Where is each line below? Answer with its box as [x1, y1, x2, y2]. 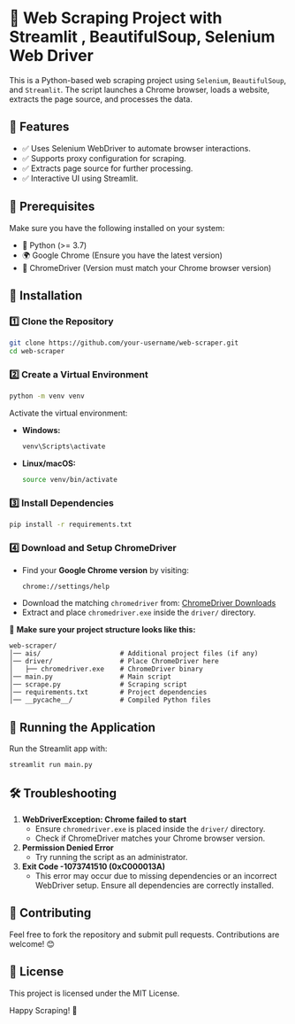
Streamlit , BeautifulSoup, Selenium [9, 27, 276, 47]
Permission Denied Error [21, 842, 114, 853]
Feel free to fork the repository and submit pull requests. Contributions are [9, 929, 280, 940]
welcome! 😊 [9, 938, 56, 949]
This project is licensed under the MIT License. [9, 988, 180, 998]
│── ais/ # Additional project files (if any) [9, 649, 259, 658]
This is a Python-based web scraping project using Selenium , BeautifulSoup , [9, 74, 287, 85]
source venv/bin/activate [21, 476, 117, 485]
